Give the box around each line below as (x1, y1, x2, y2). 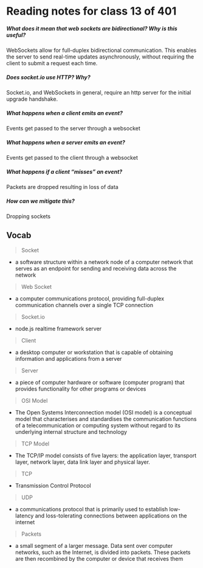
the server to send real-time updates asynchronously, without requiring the (6, 53, 194, 60)
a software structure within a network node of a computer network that (15, 258, 193, 266)
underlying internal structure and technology (15, 428, 128, 435)
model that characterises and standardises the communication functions (15, 415, 197, 422)
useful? (6, 31, 26, 38)
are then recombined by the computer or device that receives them (15, 555, 184, 562)
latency (15, 512, 34, 519)
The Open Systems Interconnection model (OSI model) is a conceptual (15, 408, 192, 416)
